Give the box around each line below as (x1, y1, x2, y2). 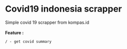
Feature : (5, 30, 24, 35)
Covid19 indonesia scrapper (5, 3, 122, 15)
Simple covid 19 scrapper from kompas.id (5, 19, 90, 25)
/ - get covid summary (5, 39, 52, 44)
